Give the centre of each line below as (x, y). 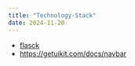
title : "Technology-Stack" (52, 15)
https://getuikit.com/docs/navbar (73, 53)
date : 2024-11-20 (36, 23)
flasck (29, 45)
